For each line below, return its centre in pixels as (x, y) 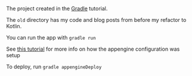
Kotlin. (14, 26)
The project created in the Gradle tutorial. (57, 9)
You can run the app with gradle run (51, 37)
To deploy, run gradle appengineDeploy (54, 67)
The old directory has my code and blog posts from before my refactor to (96, 20)
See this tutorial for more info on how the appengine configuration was (93, 49)
